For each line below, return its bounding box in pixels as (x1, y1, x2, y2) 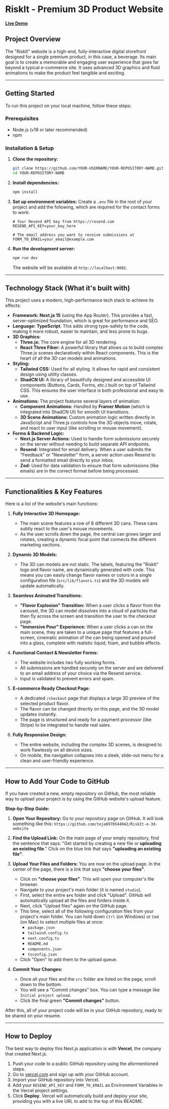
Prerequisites (5, 115, 39, 122)
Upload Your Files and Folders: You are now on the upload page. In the (12, 861, 161, 867)
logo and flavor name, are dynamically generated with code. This (20, 567, 155, 573)
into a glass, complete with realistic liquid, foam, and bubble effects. (20, 640, 161, 646)
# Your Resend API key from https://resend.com (12, 219, 114, 224)
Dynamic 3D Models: (12, 551, 57, 558)
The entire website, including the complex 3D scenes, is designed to (20, 741, 162, 748)
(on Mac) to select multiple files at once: (20, 919, 104, 925)
